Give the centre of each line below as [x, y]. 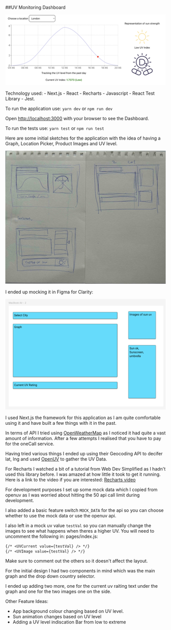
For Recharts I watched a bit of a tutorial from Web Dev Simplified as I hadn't [85, 469]
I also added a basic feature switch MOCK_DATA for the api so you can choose [84, 510]
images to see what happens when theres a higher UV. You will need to [80, 531]
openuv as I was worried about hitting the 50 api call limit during [73, 495]
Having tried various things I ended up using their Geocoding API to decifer [84, 453]
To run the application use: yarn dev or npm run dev [59, 108]
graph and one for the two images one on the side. [59, 591]
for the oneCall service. [30, 444]
